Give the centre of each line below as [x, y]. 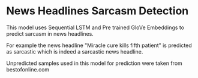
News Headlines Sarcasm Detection [97, 11]
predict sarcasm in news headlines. [50, 33]
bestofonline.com [28, 69]
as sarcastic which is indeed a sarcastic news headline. [75, 51]
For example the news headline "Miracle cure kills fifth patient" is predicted [99, 45]
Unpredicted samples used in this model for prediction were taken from [94, 63]
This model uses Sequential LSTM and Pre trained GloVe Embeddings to [95, 27]
